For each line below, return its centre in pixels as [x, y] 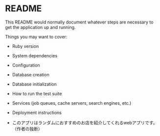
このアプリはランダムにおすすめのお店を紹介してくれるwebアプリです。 [85, 122]
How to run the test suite [37, 93]
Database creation [31, 74]
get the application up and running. [40, 27]
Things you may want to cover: [36, 37]
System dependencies [35, 56]
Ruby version [25, 46]
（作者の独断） [27, 129]
